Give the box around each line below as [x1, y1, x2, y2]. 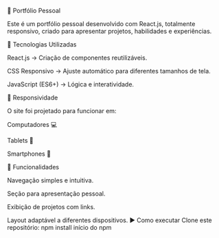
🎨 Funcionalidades [7, 163, 60, 171]
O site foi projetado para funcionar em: [7, 107, 117, 115]
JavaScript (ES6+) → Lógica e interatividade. [7, 80, 135, 88]
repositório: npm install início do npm [7, 224, 112, 231]
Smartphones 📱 [7, 150, 51, 158]
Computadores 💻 [7, 121, 58, 128]
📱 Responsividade [7, 93, 58, 102]
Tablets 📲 [7, 136, 34, 144]
